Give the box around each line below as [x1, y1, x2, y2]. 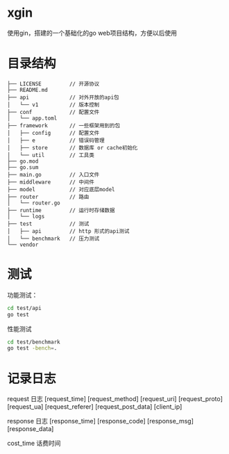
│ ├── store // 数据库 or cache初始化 [7, 144, 138, 151]
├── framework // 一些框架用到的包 [7, 122, 120, 129]
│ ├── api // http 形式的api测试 [7, 227, 130, 234]
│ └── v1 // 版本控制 [7, 101, 100, 108]
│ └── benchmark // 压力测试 [7, 235, 100, 242]
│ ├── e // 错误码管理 [7, 137, 105, 144]
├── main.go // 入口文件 [7, 171, 100, 178]
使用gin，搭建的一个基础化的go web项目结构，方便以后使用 [7, 29, 178, 37]
